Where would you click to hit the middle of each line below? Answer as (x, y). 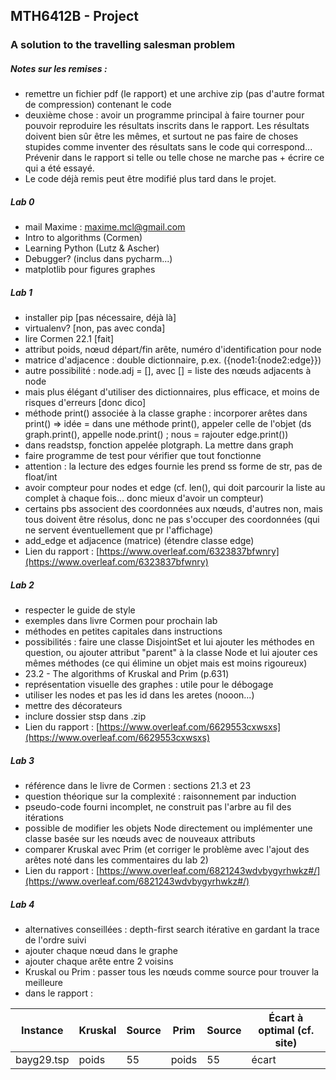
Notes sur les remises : (59, 68)
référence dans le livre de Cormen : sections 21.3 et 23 (138, 786)
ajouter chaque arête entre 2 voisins (99, 961)
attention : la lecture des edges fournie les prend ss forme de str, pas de (173, 466)
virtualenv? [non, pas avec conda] (95, 328)
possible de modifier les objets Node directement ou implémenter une (168, 828)
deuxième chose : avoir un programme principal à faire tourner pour (164, 115)
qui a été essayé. (59, 168)
